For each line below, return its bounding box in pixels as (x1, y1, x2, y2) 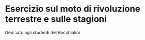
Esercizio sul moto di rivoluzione (5, 3, 141, 14)
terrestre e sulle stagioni (5, 13, 107, 25)
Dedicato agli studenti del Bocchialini (5, 29, 80, 35)
